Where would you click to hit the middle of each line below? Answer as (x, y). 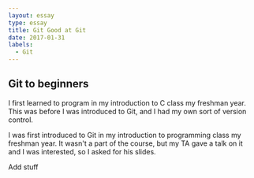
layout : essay (32, 15)
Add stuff (23, 167)
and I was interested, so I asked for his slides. (82, 151)
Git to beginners (49, 84)
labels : (21, 45)
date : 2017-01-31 (37, 37)
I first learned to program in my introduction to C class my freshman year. (127, 102)
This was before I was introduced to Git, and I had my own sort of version (127, 111)
